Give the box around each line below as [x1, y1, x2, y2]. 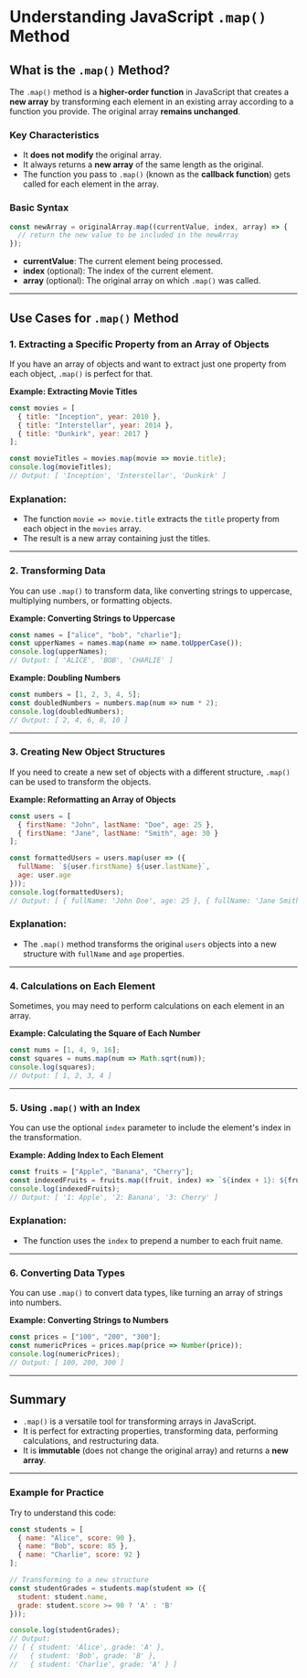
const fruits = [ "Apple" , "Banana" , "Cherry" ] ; [9, 1167, 195, 1176]
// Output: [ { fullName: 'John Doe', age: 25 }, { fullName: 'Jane [9, 896, 276, 905]
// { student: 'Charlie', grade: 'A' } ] [9, 1660, 178, 1669]
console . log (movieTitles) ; [9, 463, 112, 472]
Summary [9, 1392, 67, 1407]
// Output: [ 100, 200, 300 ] [9, 1358, 125, 1367]
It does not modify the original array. [22, 149, 163, 161]
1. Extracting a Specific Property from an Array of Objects [9, 337, 270, 350]
